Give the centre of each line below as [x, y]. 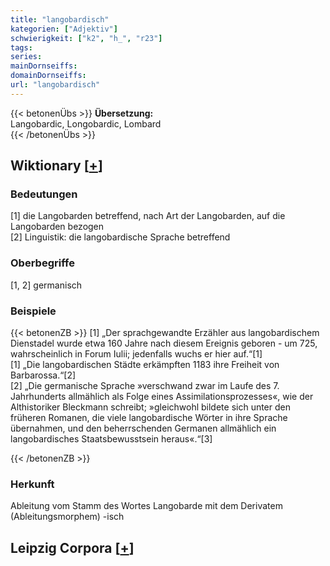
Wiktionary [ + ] [56, 166]
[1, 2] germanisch [46, 285]
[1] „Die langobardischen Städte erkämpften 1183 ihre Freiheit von [145, 365]
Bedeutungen [44, 194]
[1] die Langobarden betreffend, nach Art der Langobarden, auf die [148, 216]
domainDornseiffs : [48, 76]
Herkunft [32, 484]
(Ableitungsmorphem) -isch [67, 517]
